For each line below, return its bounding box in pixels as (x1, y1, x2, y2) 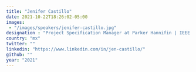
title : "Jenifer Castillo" (6, 8, 72, 15)
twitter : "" (6, 41, 35, 47)
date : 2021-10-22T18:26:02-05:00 (6, 14, 88, 20)
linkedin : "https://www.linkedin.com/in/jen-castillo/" (6, 46, 146, 52)
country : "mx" (6, 35, 41, 41)
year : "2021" (6, 57, 38, 63)
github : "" (6, 52, 33, 57)
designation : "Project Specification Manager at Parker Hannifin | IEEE (6, 30, 191, 36)
